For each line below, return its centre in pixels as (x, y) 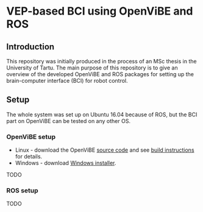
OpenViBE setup (31, 136)
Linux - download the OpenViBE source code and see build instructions (105, 150)
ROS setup (22, 191)
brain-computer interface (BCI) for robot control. (67, 81)
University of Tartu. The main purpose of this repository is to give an (92, 68)
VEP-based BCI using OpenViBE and (100, 11)
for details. (29, 157)
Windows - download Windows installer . (66, 163)
